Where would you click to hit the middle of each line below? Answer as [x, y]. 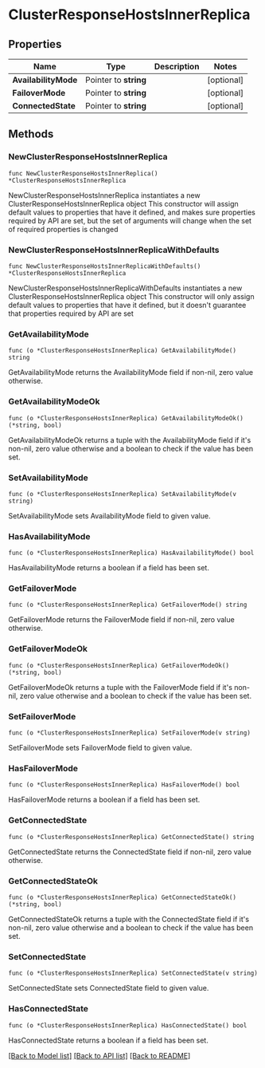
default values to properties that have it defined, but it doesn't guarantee [127, 305]
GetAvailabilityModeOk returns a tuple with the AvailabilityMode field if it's [130, 439]
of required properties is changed [63, 229]
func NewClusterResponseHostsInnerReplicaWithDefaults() [105, 266]
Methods [31, 134]
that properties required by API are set [71, 313]
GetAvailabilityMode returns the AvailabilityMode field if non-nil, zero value [131, 372]
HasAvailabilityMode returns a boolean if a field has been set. [109, 568]
